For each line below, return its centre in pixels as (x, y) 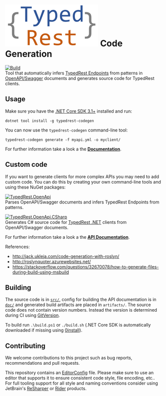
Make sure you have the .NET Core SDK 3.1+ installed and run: (69, 111)
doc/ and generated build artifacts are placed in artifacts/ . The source (78, 305)
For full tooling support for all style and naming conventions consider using (82, 383)
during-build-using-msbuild (41, 272)
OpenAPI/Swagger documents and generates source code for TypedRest (80, 78)
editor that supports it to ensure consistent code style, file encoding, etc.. (80, 378)
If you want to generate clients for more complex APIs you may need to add (82, 176)
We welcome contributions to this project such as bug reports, (69, 358)
